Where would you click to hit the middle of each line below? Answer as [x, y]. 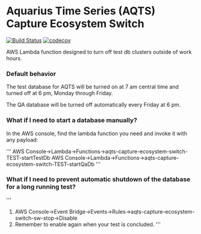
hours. [14, 58]
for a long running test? [41, 187]
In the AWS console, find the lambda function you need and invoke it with [97, 133]
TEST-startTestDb [28, 157]
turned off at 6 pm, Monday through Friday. [60, 93]
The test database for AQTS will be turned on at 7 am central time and [92, 87]
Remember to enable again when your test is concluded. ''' [88, 224]
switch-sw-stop [34, 218]
